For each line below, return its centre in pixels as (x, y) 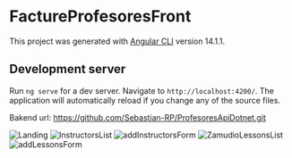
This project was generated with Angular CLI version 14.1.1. (117, 41)
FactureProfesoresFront (100, 17)
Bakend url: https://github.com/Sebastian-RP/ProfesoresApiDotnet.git (138, 117)
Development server (68, 69)
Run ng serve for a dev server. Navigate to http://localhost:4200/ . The (142, 90)
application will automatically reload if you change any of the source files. (145, 100)
